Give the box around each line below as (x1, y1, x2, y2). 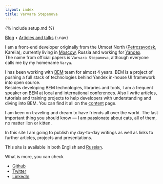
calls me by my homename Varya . (5, 60, 72, 65)
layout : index (5, 7, 34, 12)
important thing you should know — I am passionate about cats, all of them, (5, 115, 157, 121)
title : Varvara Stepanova (5, 12, 58, 17)
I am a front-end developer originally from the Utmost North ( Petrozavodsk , (5, 44, 157, 50)
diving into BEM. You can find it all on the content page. (5, 100, 117, 106)
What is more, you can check (5, 153, 64, 159)
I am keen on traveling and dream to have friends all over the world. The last (5, 109, 158, 115)
